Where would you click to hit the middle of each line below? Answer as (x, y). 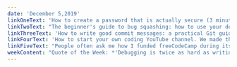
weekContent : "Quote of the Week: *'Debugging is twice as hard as (109, 53)
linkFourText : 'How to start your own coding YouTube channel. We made (115, 40)
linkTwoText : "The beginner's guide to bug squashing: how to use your (115, 27)
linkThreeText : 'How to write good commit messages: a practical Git (112, 33)
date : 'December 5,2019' (44, 14)
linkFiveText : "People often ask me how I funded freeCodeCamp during (113, 46)
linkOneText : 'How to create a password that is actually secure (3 (110, 20)
